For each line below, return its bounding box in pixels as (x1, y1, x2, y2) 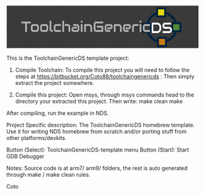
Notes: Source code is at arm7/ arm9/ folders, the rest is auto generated (6, 164, 188, 172)
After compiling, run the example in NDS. (6, 109, 109, 117)
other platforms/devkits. (6, 134, 67, 141)
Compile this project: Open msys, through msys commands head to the (15, 91, 195, 98)
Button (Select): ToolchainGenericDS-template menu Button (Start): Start (6, 146, 189, 153)
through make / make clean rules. (6, 171, 90, 178)
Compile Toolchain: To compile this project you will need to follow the (15, 66, 190, 73)
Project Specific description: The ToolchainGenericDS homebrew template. (6, 121, 195, 128)
